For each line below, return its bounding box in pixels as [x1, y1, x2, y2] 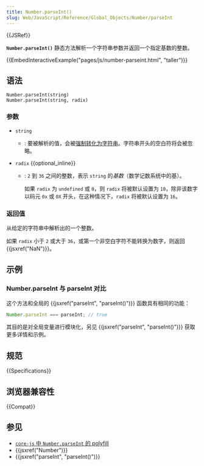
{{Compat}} [6, 403, 35, 410]
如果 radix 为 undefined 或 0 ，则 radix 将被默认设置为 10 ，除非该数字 [24, 184, 198, 192]
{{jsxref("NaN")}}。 [6, 245, 55, 252]
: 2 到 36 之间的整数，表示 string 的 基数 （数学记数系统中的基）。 [24, 172, 185, 179]
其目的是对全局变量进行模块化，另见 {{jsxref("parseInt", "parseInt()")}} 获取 [6, 323, 195, 330]
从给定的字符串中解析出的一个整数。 [6, 224, 97, 231]
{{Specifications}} [6, 367, 52, 374]
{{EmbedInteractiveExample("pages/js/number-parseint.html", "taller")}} [6, 56, 188, 64]
